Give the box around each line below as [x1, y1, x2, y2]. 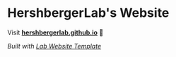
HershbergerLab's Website [7, 5, 170, 21]
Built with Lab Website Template [7, 42, 101, 50]
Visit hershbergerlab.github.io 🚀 [7, 28, 104, 37]
